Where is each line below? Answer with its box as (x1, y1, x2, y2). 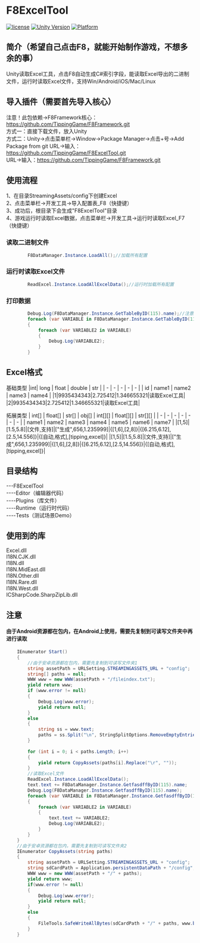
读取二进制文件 (6, 238, 49, 247)
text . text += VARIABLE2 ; (48, 815, 111, 821)
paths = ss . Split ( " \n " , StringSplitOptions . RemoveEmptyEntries (37, 732, 198, 738)
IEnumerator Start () (17, 649, 68, 655)
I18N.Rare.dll (6, 579, 37, 586)
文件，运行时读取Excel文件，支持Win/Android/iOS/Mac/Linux (6, 77, 156, 85)
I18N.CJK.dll (6, 553, 36, 560)
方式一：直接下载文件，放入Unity (6, 128, 87, 135)
